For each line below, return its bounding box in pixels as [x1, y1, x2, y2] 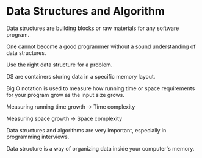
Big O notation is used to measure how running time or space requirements [6, 84, 195, 92]
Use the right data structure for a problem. [6, 61, 113, 68]
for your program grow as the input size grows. [6, 91, 125, 98]
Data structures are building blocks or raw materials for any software [6, 24, 179, 32]
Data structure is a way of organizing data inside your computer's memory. [6, 145, 195, 152]
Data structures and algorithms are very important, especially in [6, 126, 167, 134]
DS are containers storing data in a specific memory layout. [6, 73, 156, 80]
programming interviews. [6, 133, 70, 140]
